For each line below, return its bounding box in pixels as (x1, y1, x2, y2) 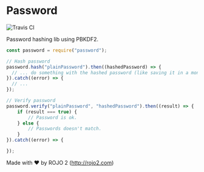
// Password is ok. (28, 114, 78, 120)
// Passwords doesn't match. (28, 126, 102, 132)
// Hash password (6, 58, 50, 64)
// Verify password (6, 98, 56, 104)
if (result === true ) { (17, 109, 78, 115)
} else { (17, 120, 39, 126)
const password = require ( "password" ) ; (6, 47, 107, 53)
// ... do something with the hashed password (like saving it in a (12, 69, 189, 76)
